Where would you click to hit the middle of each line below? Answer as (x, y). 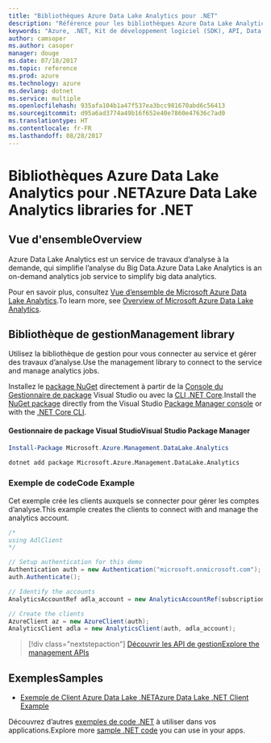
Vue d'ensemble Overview (75, 240)
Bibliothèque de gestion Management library (122, 334)
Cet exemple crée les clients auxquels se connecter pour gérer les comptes (134, 500)
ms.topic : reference (43, 69)
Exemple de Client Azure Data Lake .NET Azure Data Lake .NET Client (134, 698)
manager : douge (34, 53)
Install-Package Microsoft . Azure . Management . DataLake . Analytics (119, 448)
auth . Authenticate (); (45, 578)
